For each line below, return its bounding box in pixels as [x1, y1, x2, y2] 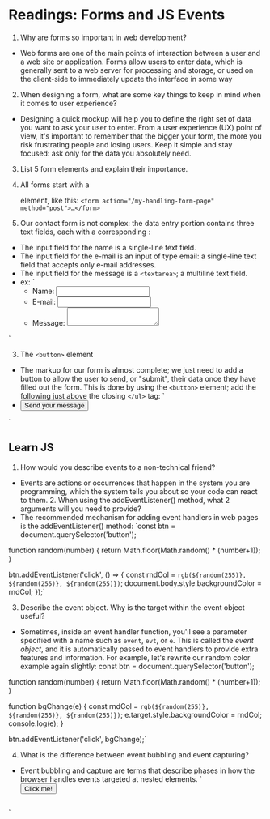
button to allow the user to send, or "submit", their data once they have [19, 373, 256, 383]
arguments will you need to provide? [19, 504, 141, 514]
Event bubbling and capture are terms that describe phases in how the [19, 766, 255, 775]
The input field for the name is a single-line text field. [19, 242, 196, 252]
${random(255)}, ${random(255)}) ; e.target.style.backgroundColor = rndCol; [8, 710, 263, 719]
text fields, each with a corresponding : [19, 227, 151, 237]
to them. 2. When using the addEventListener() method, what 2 [19, 495, 230, 505]
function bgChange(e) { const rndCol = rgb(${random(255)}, [8, 701, 209, 710]
